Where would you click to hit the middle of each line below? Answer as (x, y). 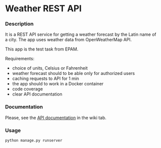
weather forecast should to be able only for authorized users (73, 74)
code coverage (27, 89)
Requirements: (20, 59)
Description (19, 24)
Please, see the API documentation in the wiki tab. (56, 118)
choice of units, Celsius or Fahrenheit (50, 68)
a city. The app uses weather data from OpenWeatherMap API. (68, 40)
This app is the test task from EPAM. (42, 49)
